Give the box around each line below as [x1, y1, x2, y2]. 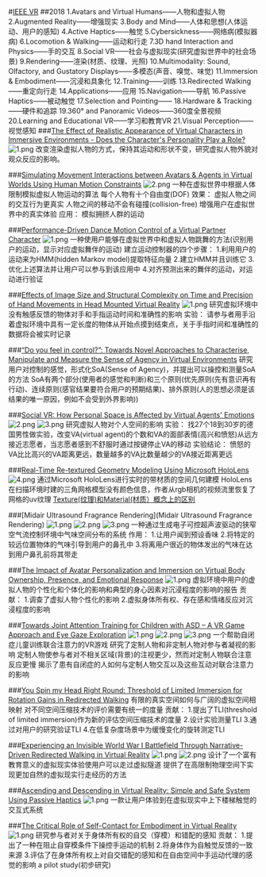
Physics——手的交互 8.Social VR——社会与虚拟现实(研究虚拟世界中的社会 [8, 47, 250, 56]
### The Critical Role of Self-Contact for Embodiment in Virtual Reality [8, 821, 237, 830]
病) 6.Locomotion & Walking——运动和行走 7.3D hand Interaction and [8, 37, 233, 46]
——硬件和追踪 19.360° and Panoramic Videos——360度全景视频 [8, 106, 222, 115]
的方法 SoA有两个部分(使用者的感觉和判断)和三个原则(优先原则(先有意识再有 [8, 375, 256, 383]
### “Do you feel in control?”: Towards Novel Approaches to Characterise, [8, 345, 250, 355]
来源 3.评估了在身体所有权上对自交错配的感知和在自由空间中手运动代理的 [8, 850, 246, 860]
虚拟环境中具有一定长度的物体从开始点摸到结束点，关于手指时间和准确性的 [14, 320, 259, 329]
